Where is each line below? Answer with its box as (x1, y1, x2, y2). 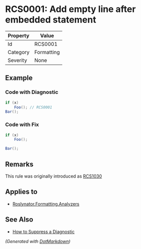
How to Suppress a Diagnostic (12, 229, 75, 235)
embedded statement (5, 14, 96, 25)
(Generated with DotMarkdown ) (5, 238, 71, 244)
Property (7, 32, 30, 39)
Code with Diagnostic (5, 89, 59, 96)
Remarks (5, 160, 34, 168)
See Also (5, 216, 33, 224)
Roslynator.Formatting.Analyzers (12, 201, 80, 207)
